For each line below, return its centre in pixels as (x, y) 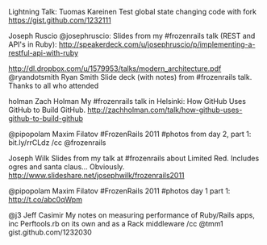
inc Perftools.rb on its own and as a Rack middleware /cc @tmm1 (116, 224)
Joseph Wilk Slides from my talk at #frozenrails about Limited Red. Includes (134, 158)
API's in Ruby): (33, 44)
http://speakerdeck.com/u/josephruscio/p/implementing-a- (157, 44)
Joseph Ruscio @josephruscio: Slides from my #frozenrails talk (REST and (132, 36)
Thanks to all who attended (54, 85)
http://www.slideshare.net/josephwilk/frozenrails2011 (96, 175)
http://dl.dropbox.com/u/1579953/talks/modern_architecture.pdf (115, 69)
